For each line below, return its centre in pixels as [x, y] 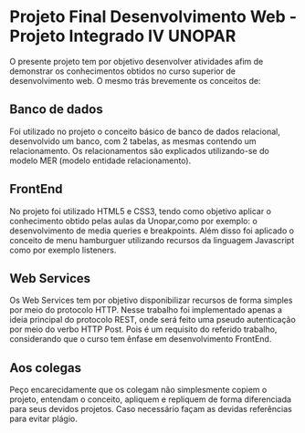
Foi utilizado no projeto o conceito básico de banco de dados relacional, [145, 131]
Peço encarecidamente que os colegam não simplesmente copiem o [138, 390]
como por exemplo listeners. [63, 250]
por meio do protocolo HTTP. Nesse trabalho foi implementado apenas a [146, 310]
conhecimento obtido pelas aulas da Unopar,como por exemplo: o [133, 221]
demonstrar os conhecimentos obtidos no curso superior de [122, 71]
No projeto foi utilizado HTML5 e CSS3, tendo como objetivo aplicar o [141, 211]
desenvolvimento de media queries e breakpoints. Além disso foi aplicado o [152, 231]
